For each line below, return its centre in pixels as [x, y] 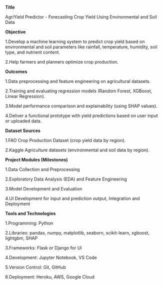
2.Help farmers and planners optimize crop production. [62, 62]
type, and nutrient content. [33, 52]
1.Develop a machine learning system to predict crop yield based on [75, 41]
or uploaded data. [23, 121]
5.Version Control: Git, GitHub [36, 267]
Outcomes [16, 71]
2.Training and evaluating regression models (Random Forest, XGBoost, [79, 91]
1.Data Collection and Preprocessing [42, 169]
